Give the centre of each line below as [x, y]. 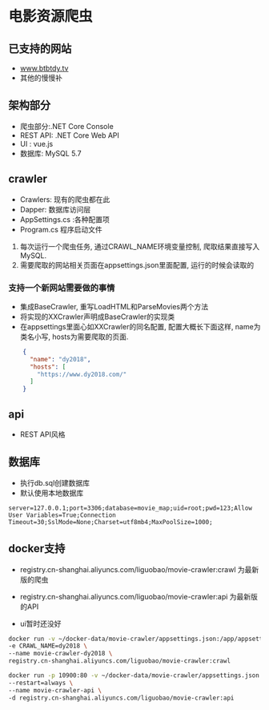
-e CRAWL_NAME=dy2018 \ [48, 646]
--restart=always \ [41, 683]
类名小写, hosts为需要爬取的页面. [74, 337]
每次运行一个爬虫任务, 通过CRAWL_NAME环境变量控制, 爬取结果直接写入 [140, 246]
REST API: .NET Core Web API [70, 135]
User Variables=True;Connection [62, 515]
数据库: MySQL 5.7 [50, 153]
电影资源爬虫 [51, 16]
